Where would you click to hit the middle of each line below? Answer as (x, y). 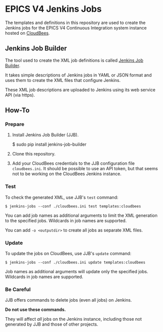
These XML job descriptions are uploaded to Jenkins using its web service (80, 90)
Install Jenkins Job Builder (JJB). (45, 135)
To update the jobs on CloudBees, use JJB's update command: (68, 254)
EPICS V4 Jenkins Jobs (53, 9)
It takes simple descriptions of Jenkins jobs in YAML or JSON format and (78, 75)
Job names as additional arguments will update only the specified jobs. (77, 272)
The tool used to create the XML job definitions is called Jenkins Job (74, 60)
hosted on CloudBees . (27, 33)
